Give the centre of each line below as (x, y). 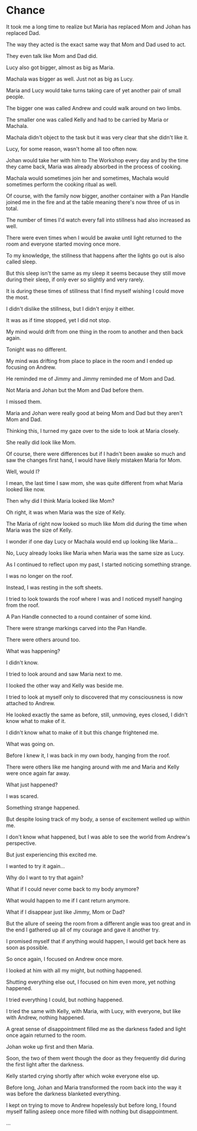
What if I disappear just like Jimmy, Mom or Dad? (65, 912)
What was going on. (30, 744)
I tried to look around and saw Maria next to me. (64, 674)
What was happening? (33, 651)
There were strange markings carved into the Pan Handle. (76, 628)
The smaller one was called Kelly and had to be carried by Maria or (88, 120)
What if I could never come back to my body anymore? (73, 889)
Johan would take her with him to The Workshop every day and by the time (97, 160)
